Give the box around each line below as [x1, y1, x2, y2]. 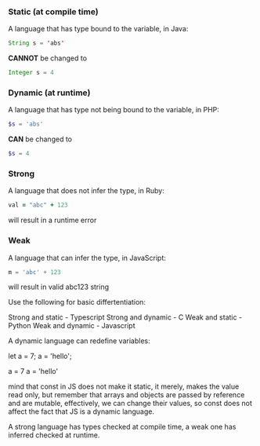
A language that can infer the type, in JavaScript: [8, 253, 167, 262]
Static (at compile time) [8, 6, 99, 17]
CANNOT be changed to [8, 53, 88, 63]
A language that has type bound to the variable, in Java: [8, 24, 189, 34]
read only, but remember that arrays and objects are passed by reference [8, 390, 245, 400]
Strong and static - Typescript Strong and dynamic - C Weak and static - [8, 313, 243, 322]
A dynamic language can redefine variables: [8, 336, 150, 345]
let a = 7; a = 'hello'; [8, 352, 72, 361]
